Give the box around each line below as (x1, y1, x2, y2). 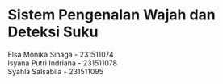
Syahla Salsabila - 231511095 (7, 66, 104, 76)
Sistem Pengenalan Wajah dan (7, 6, 216, 24)
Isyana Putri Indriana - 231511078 (7, 58, 118, 68)
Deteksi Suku (7, 23, 99, 41)
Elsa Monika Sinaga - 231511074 (7, 49, 114, 59)
